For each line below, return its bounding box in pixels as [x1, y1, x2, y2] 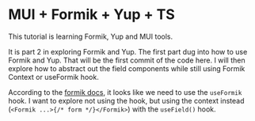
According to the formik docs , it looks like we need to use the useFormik [8, 87, 242, 96]
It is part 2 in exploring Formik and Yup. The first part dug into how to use [8, 47, 248, 56]
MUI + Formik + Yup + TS [8, 6, 176, 24]
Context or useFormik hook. [8, 72, 99, 81]
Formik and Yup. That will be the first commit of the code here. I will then [8, 55, 245, 65]
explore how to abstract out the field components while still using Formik [8, 63, 245, 73]
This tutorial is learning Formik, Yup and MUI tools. [8, 32, 173, 41]
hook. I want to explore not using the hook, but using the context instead [8, 96, 245, 105]
